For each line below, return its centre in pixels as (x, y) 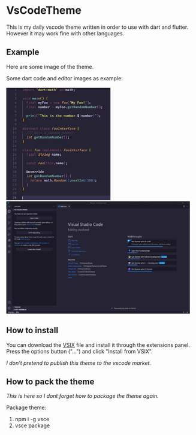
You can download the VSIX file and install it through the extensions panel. (98, 345)
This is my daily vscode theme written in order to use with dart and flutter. (97, 27)
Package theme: (26, 407)
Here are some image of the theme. (50, 67)
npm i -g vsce (32, 419)
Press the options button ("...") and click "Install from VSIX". (79, 351)
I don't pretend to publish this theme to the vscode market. (79, 362)
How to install (32, 330)
